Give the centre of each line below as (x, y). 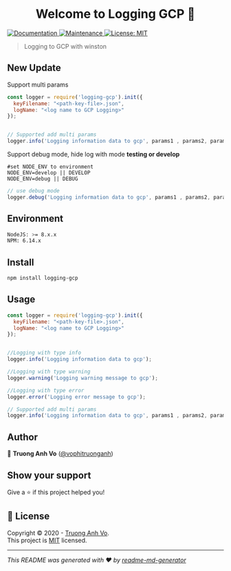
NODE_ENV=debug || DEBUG (43, 179)
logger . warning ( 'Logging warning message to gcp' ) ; (82, 378)
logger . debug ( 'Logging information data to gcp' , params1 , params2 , (109, 197)
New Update (34, 68)
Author (22, 437)
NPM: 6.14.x (24, 241)
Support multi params (38, 85)
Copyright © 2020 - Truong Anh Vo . (58, 533)
